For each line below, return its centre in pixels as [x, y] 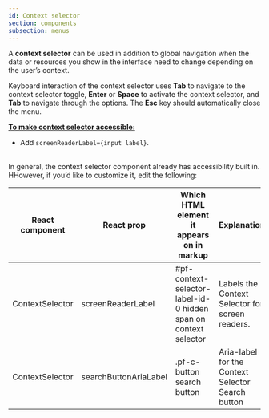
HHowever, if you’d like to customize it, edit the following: [103, 175]
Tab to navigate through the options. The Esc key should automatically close [134, 103]
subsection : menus [39, 30]
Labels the [239, 284]
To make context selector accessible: [72, 127]
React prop [124, 225]
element [193, 215]
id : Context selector [44, 16]
